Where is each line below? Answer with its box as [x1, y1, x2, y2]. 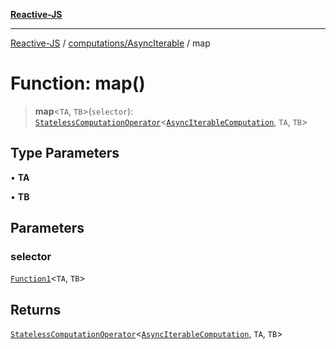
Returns [10, 301, 62, 318]
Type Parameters [10, 145, 120, 162]
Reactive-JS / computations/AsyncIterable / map [10, 37, 211, 49]
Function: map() [10, 72, 146, 95]
